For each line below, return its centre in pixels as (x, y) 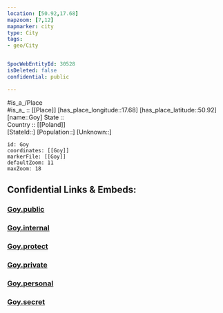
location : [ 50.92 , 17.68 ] (43, 13)
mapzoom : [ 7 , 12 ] (30, 20)
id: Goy (18, 144)
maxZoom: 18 (24, 169)
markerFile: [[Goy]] (37, 156)
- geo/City (23, 46)
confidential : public (38, 77)
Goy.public (26, 209)
